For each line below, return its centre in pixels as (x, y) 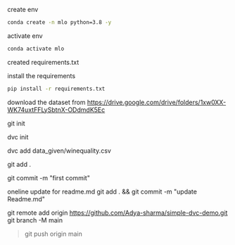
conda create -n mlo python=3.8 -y (59, 23)
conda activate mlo (36, 49)
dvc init (18, 137)
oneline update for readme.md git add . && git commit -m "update (102, 191)
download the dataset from (46, 102)
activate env (25, 36)
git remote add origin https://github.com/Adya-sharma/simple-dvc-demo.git (118, 213)
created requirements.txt (43, 62)
